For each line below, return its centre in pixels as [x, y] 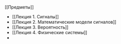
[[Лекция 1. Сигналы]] [35, 17]
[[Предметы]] [19, 7]
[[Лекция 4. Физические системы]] [49, 32]
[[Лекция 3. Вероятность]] [40, 27]
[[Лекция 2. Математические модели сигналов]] [64, 22]
